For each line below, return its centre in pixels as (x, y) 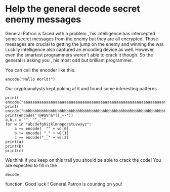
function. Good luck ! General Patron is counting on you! (64, 184)
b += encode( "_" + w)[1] (42, 133)
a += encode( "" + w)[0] (42, 129)
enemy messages (43, 19)
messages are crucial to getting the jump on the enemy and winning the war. (85, 44)
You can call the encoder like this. (40, 70)
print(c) (14, 151)
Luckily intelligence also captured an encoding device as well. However (80, 49)
